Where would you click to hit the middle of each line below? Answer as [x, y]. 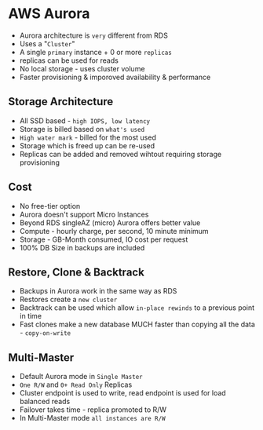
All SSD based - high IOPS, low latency [85, 120]
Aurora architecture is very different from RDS [94, 35]
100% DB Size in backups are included [82, 247]
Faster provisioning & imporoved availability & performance [115, 77]
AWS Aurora [49, 14]
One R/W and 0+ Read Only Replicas [76, 384]
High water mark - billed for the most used [88, 137]
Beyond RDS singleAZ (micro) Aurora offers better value [110, 222]
